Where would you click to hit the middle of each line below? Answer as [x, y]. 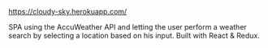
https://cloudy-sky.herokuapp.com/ [68, 12]
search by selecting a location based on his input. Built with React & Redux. [134, 36]
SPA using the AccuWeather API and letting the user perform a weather [128, 27]
